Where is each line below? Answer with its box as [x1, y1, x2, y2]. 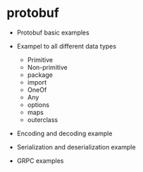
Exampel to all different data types [16, 42, 117, 50]
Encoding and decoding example [16, 129, 113, 137]
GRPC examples [16, 156, 64, 165]
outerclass [27, 115, 58, 124]
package [27, 70, 54, 79]
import [27, 78, 47, 86]
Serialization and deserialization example [16, 142, 136, 151]
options [27, 100, 50, 109]
